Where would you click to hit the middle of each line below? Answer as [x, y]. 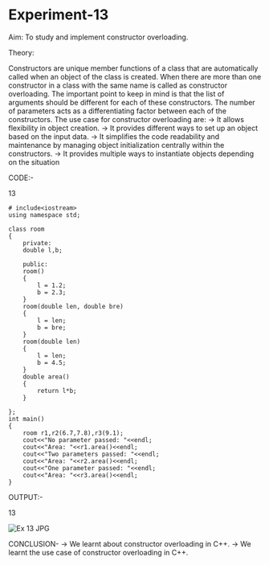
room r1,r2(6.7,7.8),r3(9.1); [73, 433]
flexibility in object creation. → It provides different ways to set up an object [133, 128]
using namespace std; [45, 215]
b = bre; [52, 327]
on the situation [34, 162]
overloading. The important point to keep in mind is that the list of [116, 93]
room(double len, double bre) [73, 306]
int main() [26, 419]
